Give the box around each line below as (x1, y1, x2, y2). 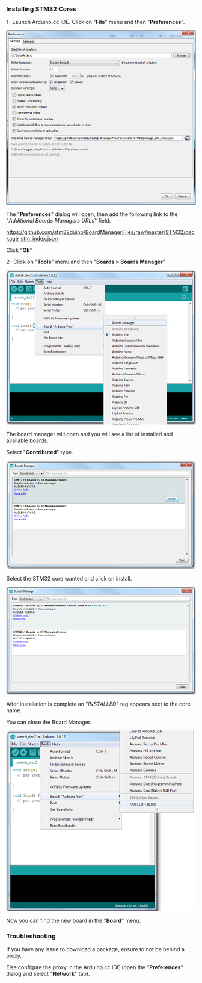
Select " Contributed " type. (6, 449, 73, 456)
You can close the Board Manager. (6, 718, 92, 726)
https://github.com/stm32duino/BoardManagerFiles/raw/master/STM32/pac (6, 228, 195, 236)
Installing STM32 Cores (6, 5, 76, 13)
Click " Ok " (6, 246, 32, 254)
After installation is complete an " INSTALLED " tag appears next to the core (6, 700, 191, 707)
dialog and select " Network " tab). (6, 970, 90, 978)
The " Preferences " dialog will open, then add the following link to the (6, 210, 179, 218)
